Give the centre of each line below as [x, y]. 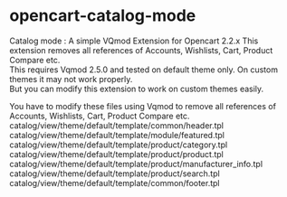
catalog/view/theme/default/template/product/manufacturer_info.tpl [136, 164]
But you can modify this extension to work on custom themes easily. [137, 89]
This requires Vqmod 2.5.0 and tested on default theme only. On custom [144, 70]
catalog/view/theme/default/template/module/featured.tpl [117, 135]
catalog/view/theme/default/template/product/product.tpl [116, 154]
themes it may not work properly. [71, 79]
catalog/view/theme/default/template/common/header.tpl [117, 125]
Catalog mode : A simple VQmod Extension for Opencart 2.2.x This [134, 41]
